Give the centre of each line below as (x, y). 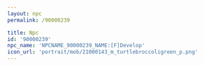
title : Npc (23, 33)
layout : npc (24, 14)
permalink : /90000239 (39, 20)
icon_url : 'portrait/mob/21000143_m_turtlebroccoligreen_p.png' (103, 52)
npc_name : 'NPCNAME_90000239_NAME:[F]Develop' (76, 46)
